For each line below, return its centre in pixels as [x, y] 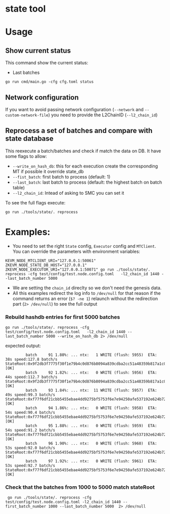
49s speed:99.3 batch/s [30, 395]
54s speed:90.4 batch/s [30, 413]
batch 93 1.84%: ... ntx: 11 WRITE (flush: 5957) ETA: [91, 391]
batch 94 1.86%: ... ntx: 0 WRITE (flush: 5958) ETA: [91, 408]
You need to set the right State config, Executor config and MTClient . [84, 246]
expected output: [23, 346]
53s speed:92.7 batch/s [30, 466]
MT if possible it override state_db [48, 171]
